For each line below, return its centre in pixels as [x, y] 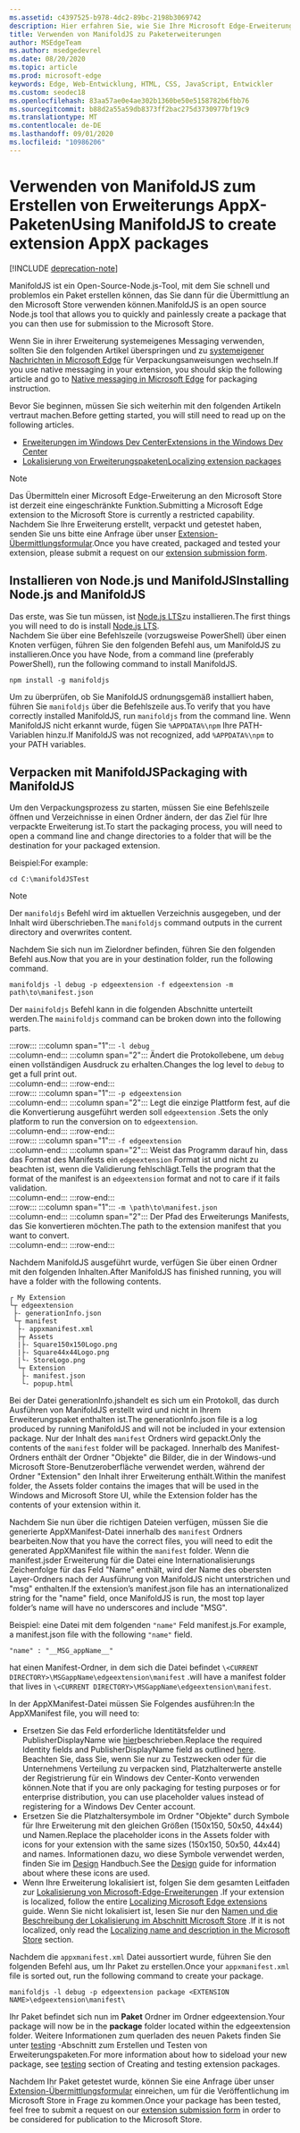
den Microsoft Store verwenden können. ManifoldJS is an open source [138, 304]
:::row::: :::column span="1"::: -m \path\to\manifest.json [113, 1207]
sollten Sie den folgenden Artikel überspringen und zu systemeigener [137, 350]
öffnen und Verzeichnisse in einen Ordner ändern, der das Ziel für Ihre [138, 817]
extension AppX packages [109, 243]
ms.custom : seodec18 [48, 92]
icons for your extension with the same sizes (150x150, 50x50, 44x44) [151, 1845]
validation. [28, 1188]
